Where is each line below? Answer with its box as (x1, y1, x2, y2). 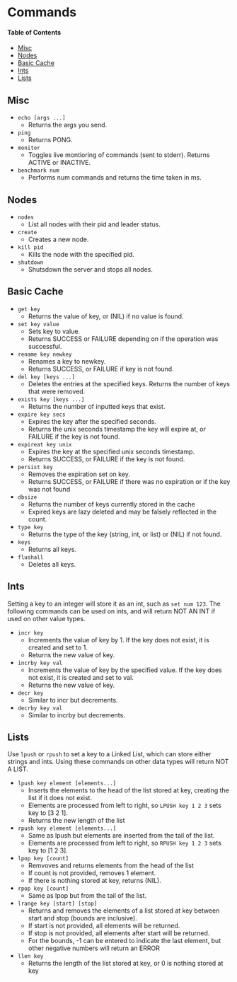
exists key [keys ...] (17, 395, 85, 403)
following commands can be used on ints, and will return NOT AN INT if (7, 606, 216, 616)
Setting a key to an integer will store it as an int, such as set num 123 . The (7, 599, 221, 608)
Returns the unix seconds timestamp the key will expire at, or (28, 424, 207, 433)
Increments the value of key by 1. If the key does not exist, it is (28, 635, 210, 644)
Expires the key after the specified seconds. (28, 417, 157, 425)
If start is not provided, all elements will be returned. (28, 921, 180, 930)
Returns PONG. (28, 136, 73, 144)
